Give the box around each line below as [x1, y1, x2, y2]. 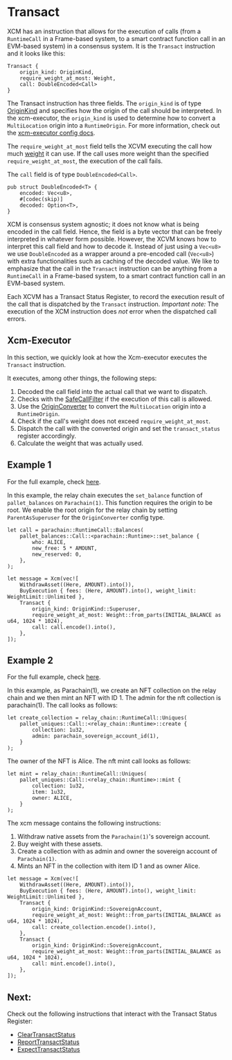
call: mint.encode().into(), [32, 960, 116, 968]
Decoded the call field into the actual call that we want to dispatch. [17, 387, 208, 395]
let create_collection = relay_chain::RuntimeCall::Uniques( [7, 715, 188, 721]
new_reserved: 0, [32, 551, 82, 558]
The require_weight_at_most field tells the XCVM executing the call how [7, 142, 213, 150]
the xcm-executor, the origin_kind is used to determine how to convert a [7, 114, 216, 122]
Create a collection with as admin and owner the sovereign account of [17, 847, 217, 855]
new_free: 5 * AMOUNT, [32, 545, 98, 552]
